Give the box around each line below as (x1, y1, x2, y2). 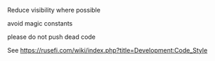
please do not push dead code (7, 33, 96, 41)
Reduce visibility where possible (7, 6, 100, 14)
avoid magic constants (7, 19, 73, 27)
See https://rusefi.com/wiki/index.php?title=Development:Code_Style (7, 46, 208, 54)
